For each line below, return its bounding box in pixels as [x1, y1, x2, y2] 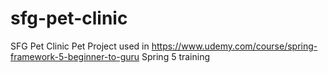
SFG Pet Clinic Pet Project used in [10, 40, 150, 52]
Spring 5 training [141, 50, 211, 62]
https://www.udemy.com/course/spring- [151, 40, 318, 52]
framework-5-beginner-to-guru [10, 50, 140, 62]
